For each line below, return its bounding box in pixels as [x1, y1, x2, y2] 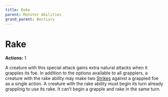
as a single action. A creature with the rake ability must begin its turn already [5, 81, 163, 87]
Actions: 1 [5, 55, 27, 61]
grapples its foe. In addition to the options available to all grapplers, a [5, 70, 148, 76]
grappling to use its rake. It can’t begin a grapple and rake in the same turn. [5, 86, 160, 92]
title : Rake [5, 7, 30, 13]
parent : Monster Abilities [5, 12, 62, 17]
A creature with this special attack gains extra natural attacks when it [5, 65, 148, 71]
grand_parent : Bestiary [5, 17, 55, 22]
